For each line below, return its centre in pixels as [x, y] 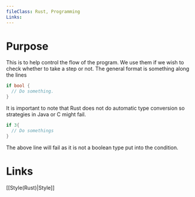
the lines [16, 75]
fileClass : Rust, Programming [43, 12]
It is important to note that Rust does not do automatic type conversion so [95, 108]
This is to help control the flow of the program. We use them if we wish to [95, 63]
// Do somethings [33, 130]
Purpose [27, 46]
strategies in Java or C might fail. [46, 114]
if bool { [18, 86]
